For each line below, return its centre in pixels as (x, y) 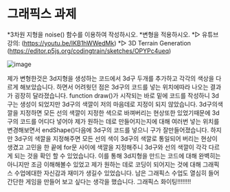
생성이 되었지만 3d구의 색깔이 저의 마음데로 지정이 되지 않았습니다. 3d (113, 104)
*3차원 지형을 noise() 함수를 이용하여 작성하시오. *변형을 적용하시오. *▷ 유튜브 (113, 34)
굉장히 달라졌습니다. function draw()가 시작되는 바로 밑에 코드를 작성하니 (112, 95)
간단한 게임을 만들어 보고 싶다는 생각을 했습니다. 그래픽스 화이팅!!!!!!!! (99, 181)
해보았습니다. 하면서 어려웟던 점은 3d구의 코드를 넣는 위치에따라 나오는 (114, 87)
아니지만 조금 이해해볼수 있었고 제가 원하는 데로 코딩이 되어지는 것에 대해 (104, 164)
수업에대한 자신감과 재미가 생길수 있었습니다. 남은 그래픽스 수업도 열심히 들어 (117, 173)
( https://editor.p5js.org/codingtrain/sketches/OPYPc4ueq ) (89, 51)
